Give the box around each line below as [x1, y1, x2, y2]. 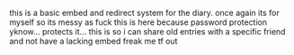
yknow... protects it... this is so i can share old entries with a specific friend [9, 27, 286, 36]
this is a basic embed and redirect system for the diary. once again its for [9, 8, 281, 18]
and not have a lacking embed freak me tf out [9, 35, 178, 46]
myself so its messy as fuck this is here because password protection [9, 17, 268, 27]
